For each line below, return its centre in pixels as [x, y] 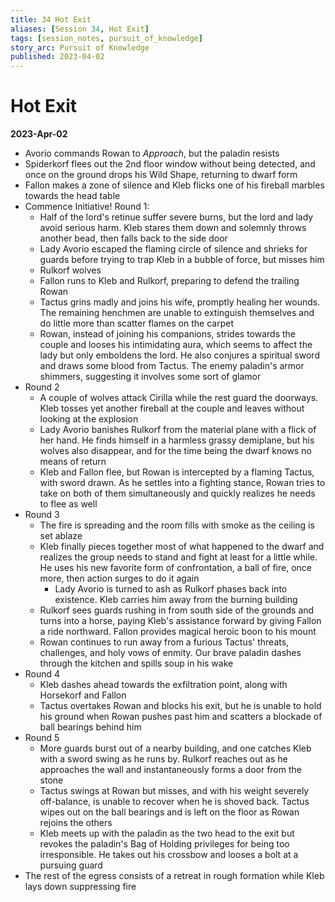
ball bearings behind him [90, 727]
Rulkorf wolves [70, 270]
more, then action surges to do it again [119, 578]
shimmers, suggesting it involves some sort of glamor [150, 377]
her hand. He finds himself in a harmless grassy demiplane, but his [177, 440]
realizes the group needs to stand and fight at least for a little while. [178, 557]
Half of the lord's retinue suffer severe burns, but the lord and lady [176, 217]
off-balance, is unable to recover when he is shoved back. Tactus [174, 802]
